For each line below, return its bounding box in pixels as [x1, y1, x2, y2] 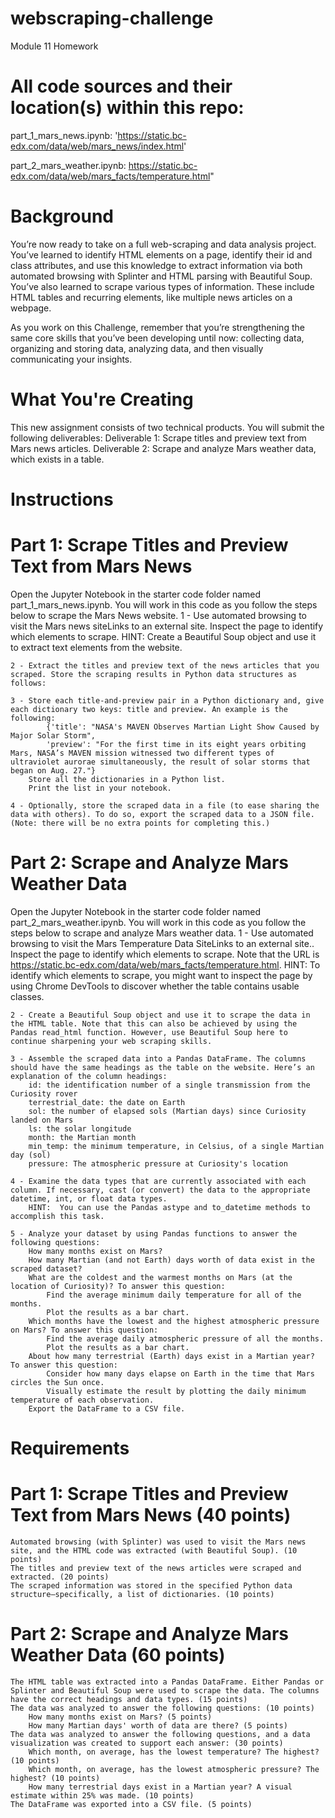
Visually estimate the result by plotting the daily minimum [46, 1386, 307, 1396]
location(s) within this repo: [10, 97, 245, 119]
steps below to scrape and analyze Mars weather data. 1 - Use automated [10, 927, 314, 939]
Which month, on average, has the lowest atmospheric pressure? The [28, 1764, 320, 1774]
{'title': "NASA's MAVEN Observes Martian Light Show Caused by [46, 722, 320, 732]
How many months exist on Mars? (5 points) [28, 1712, 213, 1722]
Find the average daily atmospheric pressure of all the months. [46, 1333, 325, 1344]
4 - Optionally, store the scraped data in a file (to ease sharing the [10, 800, 320, 811]
